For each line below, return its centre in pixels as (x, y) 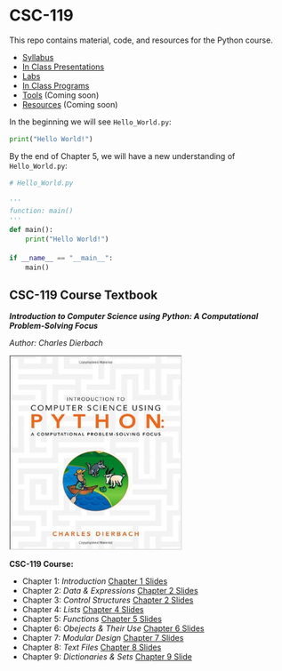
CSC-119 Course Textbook (84, 295)
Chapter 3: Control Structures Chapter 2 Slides (108, 600)
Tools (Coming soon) (60, 95)
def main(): (31, 230)
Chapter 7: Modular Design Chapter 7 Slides (103, 638)
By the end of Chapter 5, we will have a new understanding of (122, 156)
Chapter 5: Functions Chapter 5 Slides (92, 619)
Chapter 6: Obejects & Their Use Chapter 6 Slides (113, 628)
